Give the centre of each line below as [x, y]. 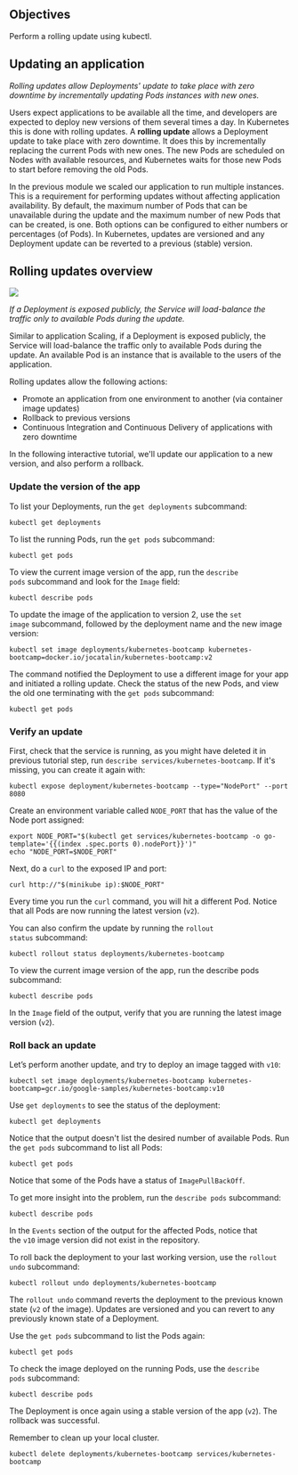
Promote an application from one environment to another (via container [152, 399]
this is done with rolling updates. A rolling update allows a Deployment [139, 131]
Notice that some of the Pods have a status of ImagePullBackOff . [127, 1181]
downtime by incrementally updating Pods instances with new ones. [134, 95]
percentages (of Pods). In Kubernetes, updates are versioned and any [137, 234]
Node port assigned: [47, 820]
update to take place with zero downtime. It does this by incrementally [138, 141]
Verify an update [46, 732]
